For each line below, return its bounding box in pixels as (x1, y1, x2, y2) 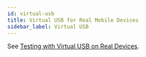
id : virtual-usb (7, 10, 54, 17)
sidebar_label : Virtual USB (7, 23, 89, 30)
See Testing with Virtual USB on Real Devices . (7, 42, 140, 51)
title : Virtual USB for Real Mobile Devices (7, 17, 139, 24)
